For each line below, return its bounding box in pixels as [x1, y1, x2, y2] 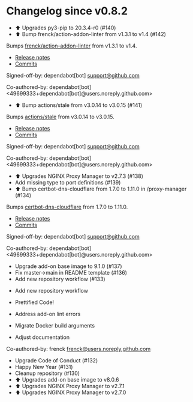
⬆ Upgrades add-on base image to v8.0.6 [14, 376, 119, 383]
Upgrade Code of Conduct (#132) [14, 356, 98, 364]
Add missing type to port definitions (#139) [14, 178, 121, 186]
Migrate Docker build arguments [14, 321, 95, 329]
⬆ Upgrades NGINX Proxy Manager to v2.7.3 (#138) [14, 172, 144, 180]
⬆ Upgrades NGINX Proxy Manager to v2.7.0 [14, 389, 126, 396]
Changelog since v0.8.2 [6, 4, 128, 18]
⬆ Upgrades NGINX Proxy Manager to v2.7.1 [14, 382, 125, 389]
